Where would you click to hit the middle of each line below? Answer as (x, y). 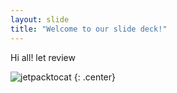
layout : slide (40, 19)
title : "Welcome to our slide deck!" (89, 29)
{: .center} (94, 77)
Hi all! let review (43, 57)
